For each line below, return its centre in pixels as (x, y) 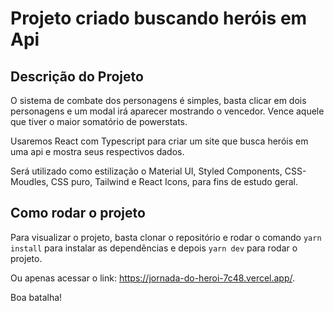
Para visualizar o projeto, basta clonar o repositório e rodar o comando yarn (166, 237)
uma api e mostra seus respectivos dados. (97, 151)
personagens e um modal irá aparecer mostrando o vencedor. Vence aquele (167, 111)
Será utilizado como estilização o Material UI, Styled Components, (146, 171)
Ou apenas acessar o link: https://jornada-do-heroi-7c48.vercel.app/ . (153, 278)
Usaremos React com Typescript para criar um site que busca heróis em (159, 141)
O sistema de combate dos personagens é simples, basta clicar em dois (158, 100)
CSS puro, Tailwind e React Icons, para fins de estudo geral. (174, 181)
